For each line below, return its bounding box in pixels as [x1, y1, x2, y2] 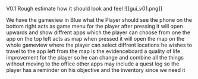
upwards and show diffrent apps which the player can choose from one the [6, 29, 191, 36]
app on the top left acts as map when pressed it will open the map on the [6, 35, 185, 42]
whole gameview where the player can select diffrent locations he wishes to [6, 41, 192, 48]
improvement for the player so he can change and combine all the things [6, 54, 184, 61]
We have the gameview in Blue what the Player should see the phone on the [6, 17, 192, 23]
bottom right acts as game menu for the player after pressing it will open [6, 23, 183, 29]
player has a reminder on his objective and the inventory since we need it [6, 67, 186, 73]
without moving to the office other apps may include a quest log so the [6, 60, 180, 67]
